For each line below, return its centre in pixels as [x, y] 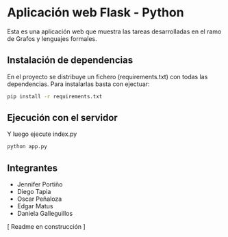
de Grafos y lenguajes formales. [52, 38]
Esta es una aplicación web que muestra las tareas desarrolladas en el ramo [114, 31]
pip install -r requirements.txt [55, 96]
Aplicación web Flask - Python [96, 13]
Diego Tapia [34, 192]
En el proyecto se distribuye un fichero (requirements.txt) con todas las [107, 76]
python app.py [27, 147]
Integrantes [33, 168]
